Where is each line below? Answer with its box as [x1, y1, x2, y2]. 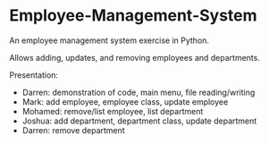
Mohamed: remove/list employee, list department [21, 106, 204, 116]
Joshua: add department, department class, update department [21, 115, 257, 126]
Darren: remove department [21, 124, 125, 135]
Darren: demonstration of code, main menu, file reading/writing [21, 87, 256, 97]
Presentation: [9, 69, 59, 80]
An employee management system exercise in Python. [9, 35, 210, 46]
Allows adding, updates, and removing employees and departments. [9, 52, 261, 63]
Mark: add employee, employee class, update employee [21, 96, 229, 107]
